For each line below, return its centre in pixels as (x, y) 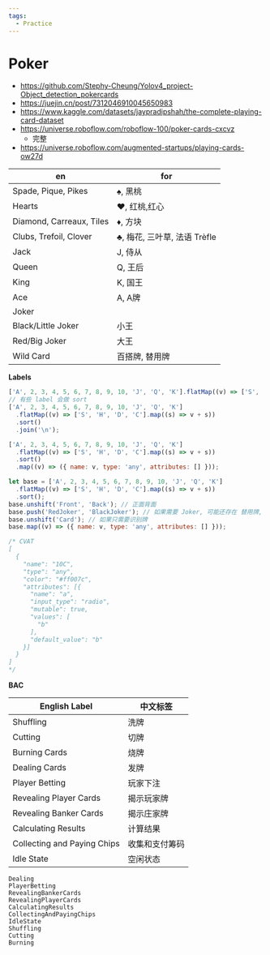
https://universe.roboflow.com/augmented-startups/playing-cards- (132, 148)
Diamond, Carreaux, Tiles (61, 221)
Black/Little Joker (46, 326)
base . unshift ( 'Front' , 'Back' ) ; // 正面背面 (82, 504)
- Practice (34, 24)
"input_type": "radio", (70, 602)
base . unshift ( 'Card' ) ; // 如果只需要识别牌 (78, 520)
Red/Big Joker (39, 341)
